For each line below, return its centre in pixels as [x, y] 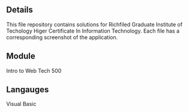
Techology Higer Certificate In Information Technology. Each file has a [93, 31]
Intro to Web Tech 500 [34, 70]
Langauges [28, 90]
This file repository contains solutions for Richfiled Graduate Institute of [94, 24]
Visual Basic [21, 104]
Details [19, 10]
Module [21, 56]
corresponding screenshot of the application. [62, 37]
